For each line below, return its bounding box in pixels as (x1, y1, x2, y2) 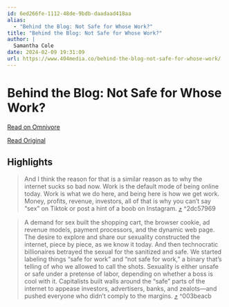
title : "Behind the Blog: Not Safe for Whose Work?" (7, 29, 163, 37)
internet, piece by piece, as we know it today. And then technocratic (24, 240, 219, 248)
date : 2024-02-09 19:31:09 (7, 49, 85, 56)
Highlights (7, 157, 53, 168)
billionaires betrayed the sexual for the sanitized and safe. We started (24, 247, 222, 256)
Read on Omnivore (7, 123, 60, 131)
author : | (7, 36, 36, 43)
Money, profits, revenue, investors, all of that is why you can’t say (24, 197, 211, 205)
